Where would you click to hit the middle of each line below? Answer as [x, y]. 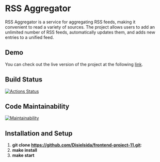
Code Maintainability [37, 106]
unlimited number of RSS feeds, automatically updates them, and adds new [80, 32]
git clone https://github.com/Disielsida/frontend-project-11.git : [77, 145]
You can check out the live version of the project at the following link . [74, 64]
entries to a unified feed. [30, 37]
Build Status [24, 80]
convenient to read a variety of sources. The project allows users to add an [80, 27]
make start [23, 155]
